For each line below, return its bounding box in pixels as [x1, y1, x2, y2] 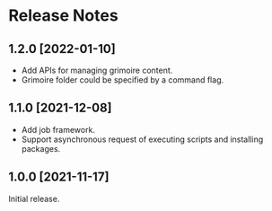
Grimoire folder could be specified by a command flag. [21, 75, 224, 85]
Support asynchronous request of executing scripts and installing [21, 134, 264, 145]
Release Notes [8, 5, 118, 26]
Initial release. [8, 193, 60, 204]
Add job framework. [21, 124, 96, 135]
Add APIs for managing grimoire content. [21, 65, 173, 75]
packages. [21, 143, 61, 154]
